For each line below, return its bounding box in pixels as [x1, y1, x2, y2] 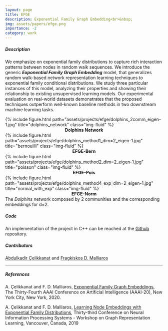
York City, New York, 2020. [5, 294, 61, 300]
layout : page [5, 7, 32, 13]
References [5, 271, 30, 277]
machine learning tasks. [5, 106, 54, 113]
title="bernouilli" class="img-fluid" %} [5, 143, 84, 149]
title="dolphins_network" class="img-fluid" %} [17, 121, 114, 128]
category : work [5, 31, 37, 36]
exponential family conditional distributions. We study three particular [5, 80, 148, 86]
